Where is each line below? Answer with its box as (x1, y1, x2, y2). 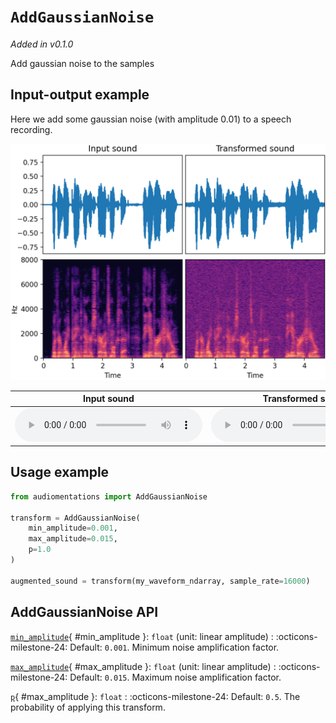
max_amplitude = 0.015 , (28, 534, 118, 544)
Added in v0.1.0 (10, 38, 74, 50)
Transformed (262, 393, 318, 405)
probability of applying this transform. (10, 701, 166, 713)
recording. (10, 123, 53, 135)
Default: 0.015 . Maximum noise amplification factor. (69, 671, 282, 683)
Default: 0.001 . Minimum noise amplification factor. (69, 641, 280, 653)
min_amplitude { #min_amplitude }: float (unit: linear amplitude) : (10, 630, 274, 642)
